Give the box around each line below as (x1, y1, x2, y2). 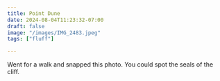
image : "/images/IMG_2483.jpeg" (7, 29, 101, 36)
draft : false (7, 23, 45, 30)
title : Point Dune (7, 10, 60, 17)
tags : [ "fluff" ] (7, 36, 54, 43)
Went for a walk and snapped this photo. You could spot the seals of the (7, 60, 214, 69)
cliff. (7, 68, 19, 76)
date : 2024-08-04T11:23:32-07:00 (7, 16, 104, 23)
